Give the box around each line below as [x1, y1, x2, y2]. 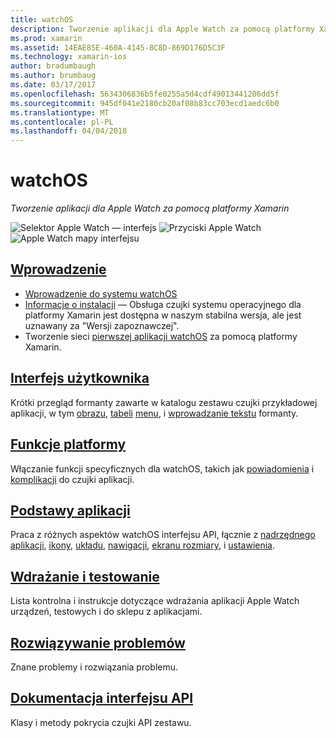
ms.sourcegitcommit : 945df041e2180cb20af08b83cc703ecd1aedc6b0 [10, 98, 280, 108]
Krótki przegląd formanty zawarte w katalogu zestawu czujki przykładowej [10, 396, 318, 408]
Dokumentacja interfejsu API [10, 690, 194, 707]
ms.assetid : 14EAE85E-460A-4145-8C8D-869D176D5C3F [10, 42, 226, 53]
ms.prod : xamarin [10, 33, 83, 43]
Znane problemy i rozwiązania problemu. [10, 661, 179, 673]
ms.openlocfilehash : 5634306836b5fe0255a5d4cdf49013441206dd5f [10, 89, 280, 99]
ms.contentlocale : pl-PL [10, 117, 114, 127]
